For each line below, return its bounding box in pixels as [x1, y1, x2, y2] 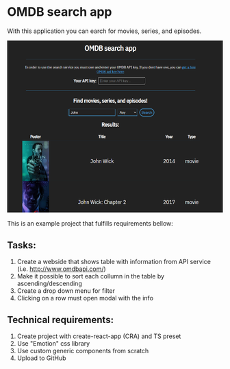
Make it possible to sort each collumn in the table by [16, 272, 165, 281]
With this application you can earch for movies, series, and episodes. [7, 27, 202, 35]
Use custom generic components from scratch [16, 346, 149, 355]
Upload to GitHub [16, 354, 66, 362]
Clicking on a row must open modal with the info [16, 294, 154, 302]
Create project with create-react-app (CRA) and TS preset [16, 332, 181, 340]
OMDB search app [7, 4, 112, 20]
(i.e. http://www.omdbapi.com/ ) [16, 265, 106, 273]
